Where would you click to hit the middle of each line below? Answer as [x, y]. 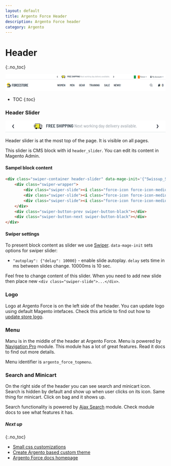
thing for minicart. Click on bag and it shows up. [55, 397]
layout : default [22, 11]
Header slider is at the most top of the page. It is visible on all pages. [77, 141]
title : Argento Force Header [36, 16]
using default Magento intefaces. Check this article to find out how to [78, 311]
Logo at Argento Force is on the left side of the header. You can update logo [85, 306]
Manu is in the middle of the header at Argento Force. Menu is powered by [83, 341]
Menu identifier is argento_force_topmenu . [49, 362]
